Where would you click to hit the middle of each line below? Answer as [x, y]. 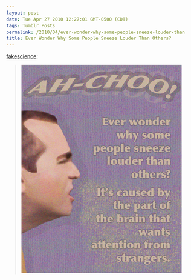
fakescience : [22, 56]
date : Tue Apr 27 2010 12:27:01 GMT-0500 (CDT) [67, 19]
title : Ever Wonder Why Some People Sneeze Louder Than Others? [89, 38]
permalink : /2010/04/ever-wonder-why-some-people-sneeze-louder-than [96, 32]
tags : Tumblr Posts [31, 25]
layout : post [23, 13]
